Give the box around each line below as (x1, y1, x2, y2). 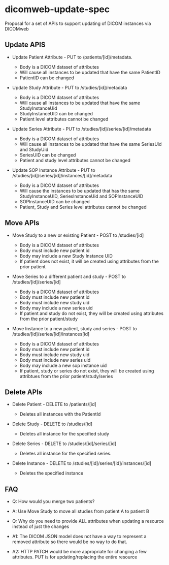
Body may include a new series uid (19, 305, 93, 311)
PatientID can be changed (19, 75, 74, 81)
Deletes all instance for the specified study (19, 431, 110, 437)
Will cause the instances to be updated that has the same (19, 187, 140, 194)
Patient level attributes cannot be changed (19, 116, 109, 122)
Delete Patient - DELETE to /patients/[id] (12, 401, 97, 407)
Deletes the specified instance (19, 470, 84, 476)
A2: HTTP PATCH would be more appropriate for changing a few (12, 549, 147, 555)
